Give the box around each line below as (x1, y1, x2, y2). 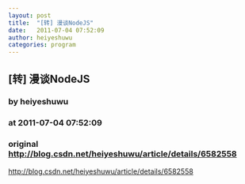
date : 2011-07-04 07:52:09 (8, 26, 105, 34)
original (8, 139, 39, 150)
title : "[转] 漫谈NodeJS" (8, 19, 94, 27)
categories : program (8, 41, 77, 49)
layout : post (8, 11, 52, 20)
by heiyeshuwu (8, 96, 69, 107)
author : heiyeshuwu (8, 33, 73, 42)
